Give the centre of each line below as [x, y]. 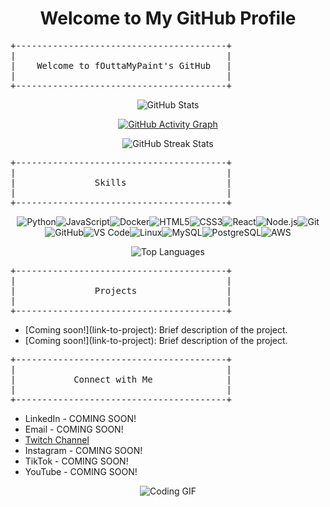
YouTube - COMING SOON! [81, 471]
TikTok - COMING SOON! [76, 461]
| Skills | [121, 182]
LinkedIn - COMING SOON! [80, 418]
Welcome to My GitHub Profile [168, 18]
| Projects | [121, 290]
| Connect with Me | [121, 379]
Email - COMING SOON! [74, 429]
